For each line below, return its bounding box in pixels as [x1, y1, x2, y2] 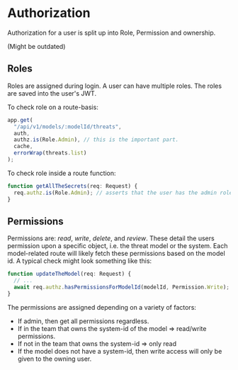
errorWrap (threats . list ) [13, 150, 87, 157]
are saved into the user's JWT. [7, 89, 97, 97]
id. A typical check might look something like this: [7, 257, 152, 265]
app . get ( [7, 116, 33, 123]
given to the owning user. [17, 354, 92, 363]
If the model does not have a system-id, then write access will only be [17, 347, 222, 355]
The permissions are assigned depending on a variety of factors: [7, 303, 197, 311]
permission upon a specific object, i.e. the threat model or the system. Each [7, 242, 228, 250]
